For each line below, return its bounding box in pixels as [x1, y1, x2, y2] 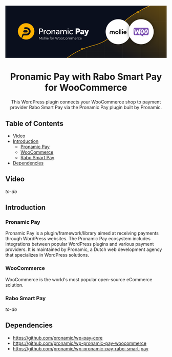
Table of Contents [5, 119, 64, 128]
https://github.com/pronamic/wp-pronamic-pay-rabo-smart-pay [12, 345, 148, 351]
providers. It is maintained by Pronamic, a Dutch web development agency [5, 246, 162, 253]
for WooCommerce [45, 82, 127, 94]
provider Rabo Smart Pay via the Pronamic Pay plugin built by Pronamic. [10, 104, 162, 111]
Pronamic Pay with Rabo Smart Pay [10, 71, 162, 82]
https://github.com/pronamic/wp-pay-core [12, 334, 103, 341]
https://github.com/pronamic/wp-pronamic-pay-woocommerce [12, 340, 147, 346]
